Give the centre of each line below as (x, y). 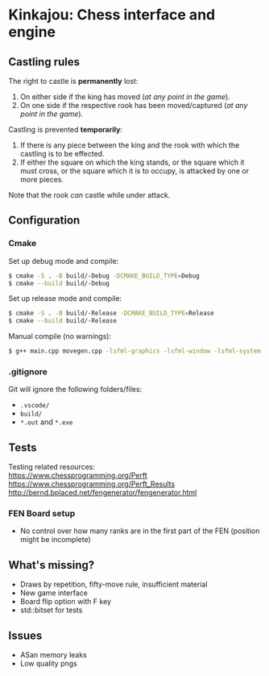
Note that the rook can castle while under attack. (89, 195)
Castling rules (44, 62)
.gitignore (28, 371)
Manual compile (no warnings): (60, 336)
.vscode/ (35, 406)
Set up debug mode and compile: (64, 261)
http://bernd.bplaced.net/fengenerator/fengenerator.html (103, 493)
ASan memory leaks (53, 655)
